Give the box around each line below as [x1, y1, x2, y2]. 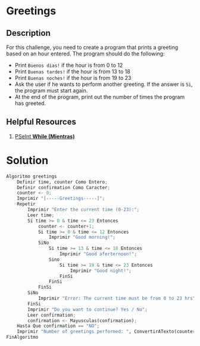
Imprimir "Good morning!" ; [48, 234, 116, 240]
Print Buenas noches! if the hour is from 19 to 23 [14, 75, 132, 81]
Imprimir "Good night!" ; [70, 267, 132, 274]
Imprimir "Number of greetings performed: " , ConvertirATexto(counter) [17, 329, 198, 335]
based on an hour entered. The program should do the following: [6, 50, 165, 57]
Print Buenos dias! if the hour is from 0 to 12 [14, 61, 123, 69]
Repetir [17, 201, 36, 207]
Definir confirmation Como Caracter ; [17, 184, 111, 190]
